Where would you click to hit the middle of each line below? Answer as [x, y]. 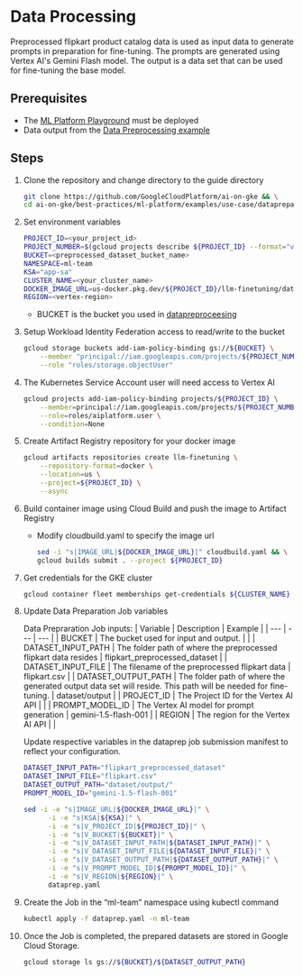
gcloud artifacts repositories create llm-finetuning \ [130, 458]
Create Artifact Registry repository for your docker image [129, 441]
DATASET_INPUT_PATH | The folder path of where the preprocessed [150, 648]
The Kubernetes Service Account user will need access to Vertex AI [149, 382]
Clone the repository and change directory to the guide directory [143, 180]
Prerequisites [49, 99]
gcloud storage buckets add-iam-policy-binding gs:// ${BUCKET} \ [148, 349]
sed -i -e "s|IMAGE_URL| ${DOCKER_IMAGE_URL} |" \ [116, 809]
